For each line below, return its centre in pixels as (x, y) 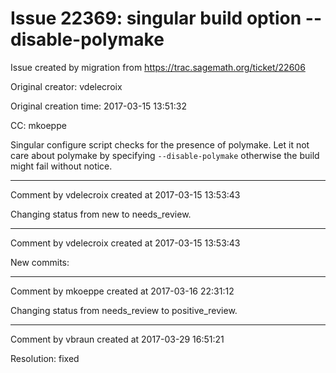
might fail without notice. (61, 166)
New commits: (40, 262)
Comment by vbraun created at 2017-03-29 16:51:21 (117, 339)
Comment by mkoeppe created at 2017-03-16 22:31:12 (122, 291)
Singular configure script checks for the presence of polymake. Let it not (160, 144)
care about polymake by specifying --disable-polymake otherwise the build (165, 155)
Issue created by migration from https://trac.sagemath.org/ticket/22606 (158, 67)
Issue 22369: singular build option (156, 18)
